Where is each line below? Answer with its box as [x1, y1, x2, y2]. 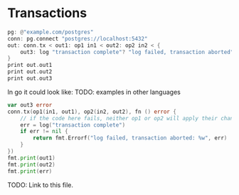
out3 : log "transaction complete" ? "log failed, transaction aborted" [20, 48, 234, 56]
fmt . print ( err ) [7, 167, 53, 175]
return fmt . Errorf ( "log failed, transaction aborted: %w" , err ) [33, 135, 228, 142]
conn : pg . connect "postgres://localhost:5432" [7, 35, 148, 42]
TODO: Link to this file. [7, 180, 73, 189]
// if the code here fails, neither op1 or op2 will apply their [20, 115, 218, 122]
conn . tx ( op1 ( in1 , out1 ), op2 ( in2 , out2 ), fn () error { [7, 108, 176, 115]
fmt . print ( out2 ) [7, 161, 55, 168]
